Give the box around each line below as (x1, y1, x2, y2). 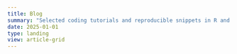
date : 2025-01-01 (7, 23, 59, 30)
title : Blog (7, 10, 43, 18)
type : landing (7, 29, 50, 37)
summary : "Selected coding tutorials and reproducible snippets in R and (7, 17, 231, 24)
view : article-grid (7, 36, 65, 43)
